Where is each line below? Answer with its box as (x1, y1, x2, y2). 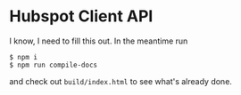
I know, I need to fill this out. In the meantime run (9, 36, 188, 46)
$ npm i (9, 52, 38, 61)
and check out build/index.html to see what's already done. (9, 75, 232, 86)
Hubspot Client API (9, 6, 154, 27)
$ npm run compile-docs (9, 60, 98, 69)
